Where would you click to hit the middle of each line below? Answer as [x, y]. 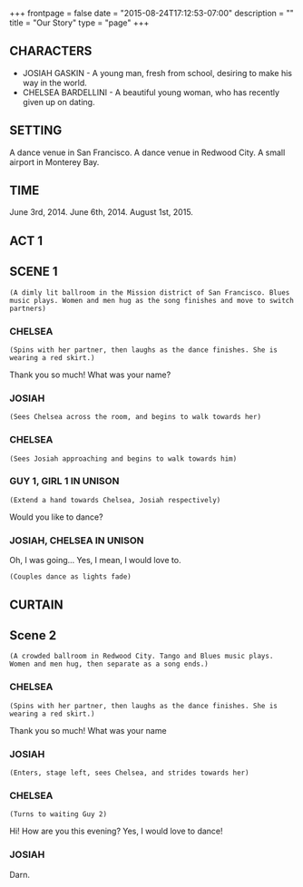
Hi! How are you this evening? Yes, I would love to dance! [117, 831]
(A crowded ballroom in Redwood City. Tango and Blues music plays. [142, 657]
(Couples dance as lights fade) [70, 577]
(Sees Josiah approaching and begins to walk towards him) [123, 458]
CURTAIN [36, 604]
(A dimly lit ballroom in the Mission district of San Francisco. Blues [150, 292]
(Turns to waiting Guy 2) [58, 814]
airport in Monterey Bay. [54, 161]
